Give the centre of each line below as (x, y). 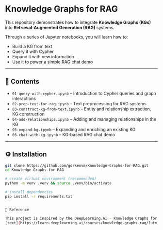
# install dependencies (29, 192)
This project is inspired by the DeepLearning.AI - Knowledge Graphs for (81, 218)
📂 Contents (22, 82)
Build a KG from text (32, 46)
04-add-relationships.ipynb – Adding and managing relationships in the (84, 119)
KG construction (28, 114)
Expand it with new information (43, 56)
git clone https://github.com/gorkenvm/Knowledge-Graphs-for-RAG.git (77, 165)
